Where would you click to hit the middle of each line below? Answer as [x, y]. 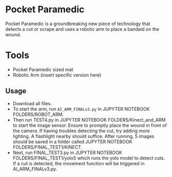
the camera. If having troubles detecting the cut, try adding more [81, 131]
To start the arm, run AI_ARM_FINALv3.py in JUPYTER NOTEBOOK [81, 109]
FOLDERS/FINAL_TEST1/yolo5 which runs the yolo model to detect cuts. [89, 158]
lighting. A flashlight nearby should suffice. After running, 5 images [83, 136]
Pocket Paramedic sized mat [43, 69]
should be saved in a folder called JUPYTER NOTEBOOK [72, 142]
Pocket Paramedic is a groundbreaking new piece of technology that [78, 24]
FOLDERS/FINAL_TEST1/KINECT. [47, 147]
